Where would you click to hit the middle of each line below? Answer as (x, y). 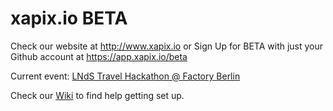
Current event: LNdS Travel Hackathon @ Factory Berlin (125, 76)
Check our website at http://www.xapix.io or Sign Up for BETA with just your (167, 46)
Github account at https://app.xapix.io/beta (99, 56)
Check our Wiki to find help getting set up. (97, 95)
